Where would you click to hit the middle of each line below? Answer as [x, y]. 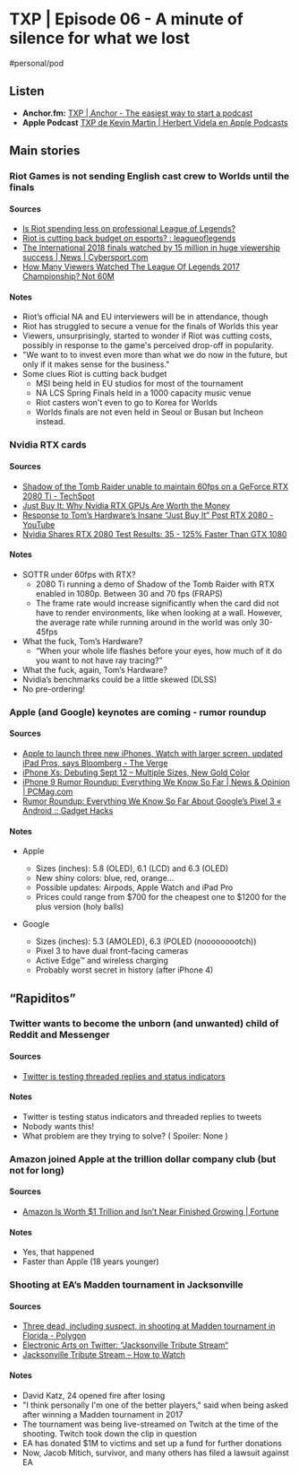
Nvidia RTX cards [48, 445]
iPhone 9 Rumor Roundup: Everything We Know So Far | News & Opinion [156, 781]
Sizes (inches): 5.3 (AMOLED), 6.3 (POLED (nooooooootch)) [146, 941]
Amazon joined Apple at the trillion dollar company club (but [143, 1159]
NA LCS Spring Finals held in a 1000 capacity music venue [144, 393]
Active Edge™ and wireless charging [102, 961]
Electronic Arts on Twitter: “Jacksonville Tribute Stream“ [125, 1345]
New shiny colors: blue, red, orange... [105, 878]
